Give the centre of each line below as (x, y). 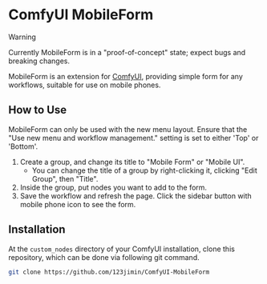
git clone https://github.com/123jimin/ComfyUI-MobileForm (109, 272)
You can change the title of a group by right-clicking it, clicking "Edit (145, 170)
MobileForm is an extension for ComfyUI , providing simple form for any (125, 76)
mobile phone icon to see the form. (78, 204)
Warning (22, 37)
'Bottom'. (23, 146)
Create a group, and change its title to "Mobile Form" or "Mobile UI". (132, 162)
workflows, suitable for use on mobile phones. (85, 85)
